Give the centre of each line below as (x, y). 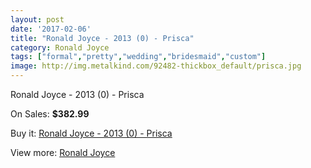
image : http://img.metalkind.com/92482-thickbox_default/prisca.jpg (156, 66)
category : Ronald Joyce (60, 47)
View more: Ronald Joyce (63, 152)
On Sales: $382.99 (50, 114)
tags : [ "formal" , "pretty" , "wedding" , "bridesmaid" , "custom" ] (138, 57)
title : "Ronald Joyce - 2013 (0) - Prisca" (102, 38)
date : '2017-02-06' (51, 29)
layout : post (37, 19)
